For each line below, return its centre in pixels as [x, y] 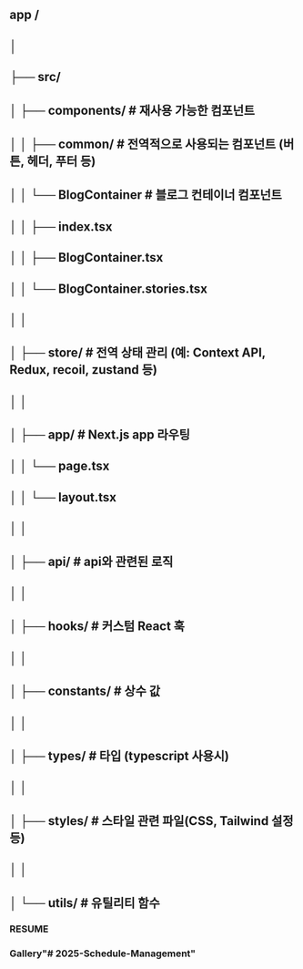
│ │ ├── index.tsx [61, 227]
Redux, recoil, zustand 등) [83, 370]
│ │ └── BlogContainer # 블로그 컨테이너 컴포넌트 [146, 195]
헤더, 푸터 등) [61, 161]
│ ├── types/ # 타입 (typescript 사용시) [120, 756]
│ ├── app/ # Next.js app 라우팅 [100, 435]
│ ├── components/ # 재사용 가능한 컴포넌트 [132, 110]
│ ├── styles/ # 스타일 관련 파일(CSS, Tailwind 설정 [151, 821]
